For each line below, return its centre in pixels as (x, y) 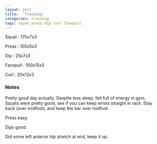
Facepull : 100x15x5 (25, 65)
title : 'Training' (25, 14)
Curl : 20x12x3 (20, 75)
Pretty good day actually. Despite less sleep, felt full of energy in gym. (76, 98)
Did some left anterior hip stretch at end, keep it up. (57, 136)
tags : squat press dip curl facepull (43, 23)
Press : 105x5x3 (21, 46)
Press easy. (17, 118)
